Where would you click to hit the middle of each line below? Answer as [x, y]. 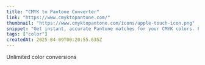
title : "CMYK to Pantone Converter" [53, 12]
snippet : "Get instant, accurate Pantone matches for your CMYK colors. [101, 29]
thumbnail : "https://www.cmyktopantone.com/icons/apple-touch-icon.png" [101, 23]
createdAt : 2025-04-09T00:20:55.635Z [54, 40]
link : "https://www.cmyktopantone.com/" [59, 17]
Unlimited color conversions [41, 57]
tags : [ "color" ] [27, 34]
